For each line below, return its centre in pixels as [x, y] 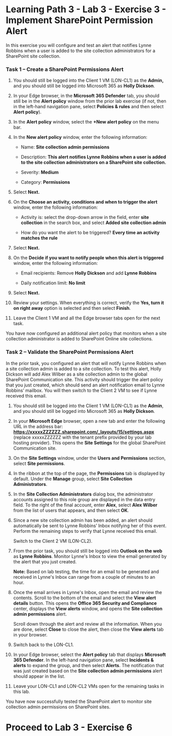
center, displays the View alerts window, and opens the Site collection [88, 608]
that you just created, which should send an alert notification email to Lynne [85, 385]
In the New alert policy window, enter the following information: [80, 137]
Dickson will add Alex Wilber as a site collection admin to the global [77, 374]
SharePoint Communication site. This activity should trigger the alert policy [84, 379]
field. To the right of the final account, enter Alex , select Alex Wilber [85, 505]
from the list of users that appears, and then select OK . [71, 510]
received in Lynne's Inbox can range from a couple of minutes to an [84, 577]
